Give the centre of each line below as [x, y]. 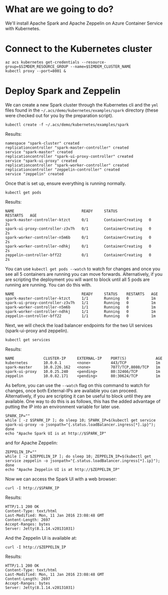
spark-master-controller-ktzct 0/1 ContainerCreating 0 [78, 220]
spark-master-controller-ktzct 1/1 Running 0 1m [80, 298]
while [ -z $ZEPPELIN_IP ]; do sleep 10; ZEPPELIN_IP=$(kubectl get [78, 456]
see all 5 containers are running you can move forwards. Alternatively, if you [84, 274]
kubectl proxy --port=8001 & [36, 71]
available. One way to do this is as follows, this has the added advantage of [83, 401]
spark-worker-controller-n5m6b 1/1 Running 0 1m [80, 307]
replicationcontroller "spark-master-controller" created [67, 147]
